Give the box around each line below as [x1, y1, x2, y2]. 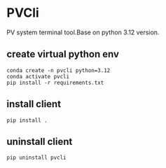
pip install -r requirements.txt [6, 79, 104, 86]
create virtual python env [6, 48, 120, 60]
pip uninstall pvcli [6, 154, 67, 162]
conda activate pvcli [6, 73, 70, 80]
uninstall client [6, 135, 73, 148]
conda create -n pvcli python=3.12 [6, 66, 111, 74]
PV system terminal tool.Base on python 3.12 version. [6, 28, 160, 36]
